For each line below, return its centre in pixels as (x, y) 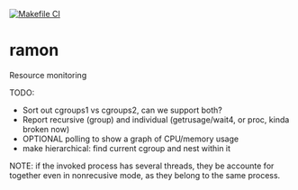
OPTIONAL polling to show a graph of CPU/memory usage (131, 139)
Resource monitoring (48, 75)
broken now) (46, 129)
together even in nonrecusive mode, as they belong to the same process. (145, 175)
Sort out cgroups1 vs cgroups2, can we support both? (122, 110)
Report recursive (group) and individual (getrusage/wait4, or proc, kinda (156, 119)
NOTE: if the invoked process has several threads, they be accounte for (142, 166)
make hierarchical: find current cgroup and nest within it (126, 148)
